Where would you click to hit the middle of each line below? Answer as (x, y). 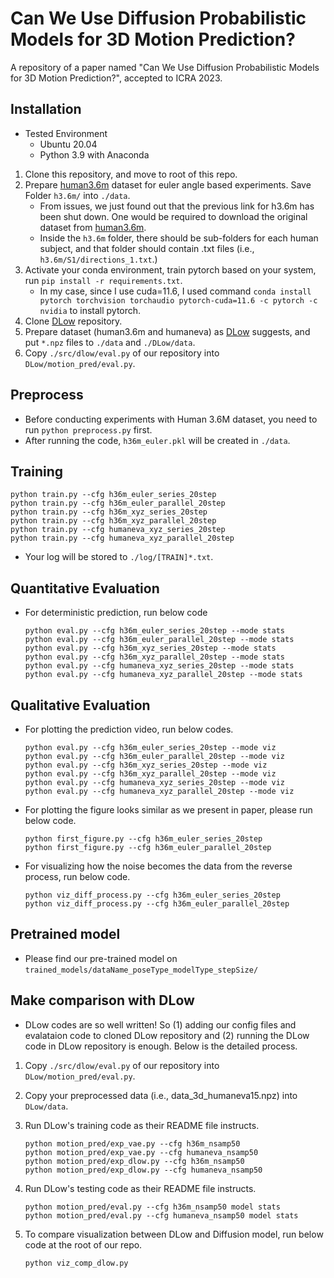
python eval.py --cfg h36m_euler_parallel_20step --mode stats (159, 640)
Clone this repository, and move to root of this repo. (131, 174)
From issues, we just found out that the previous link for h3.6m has (177, 206)
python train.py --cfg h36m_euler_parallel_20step (118, 503)
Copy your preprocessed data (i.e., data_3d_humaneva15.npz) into (161, 1095)
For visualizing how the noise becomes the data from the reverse (158, 866)
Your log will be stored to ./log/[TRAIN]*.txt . (119, 557)
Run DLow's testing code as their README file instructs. (140, 1188)
